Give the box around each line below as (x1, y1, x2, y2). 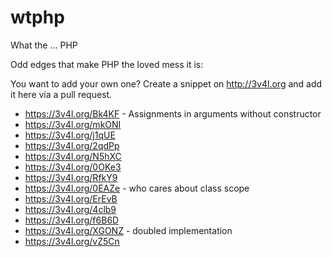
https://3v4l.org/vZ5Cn (24, 235, 120, 247)
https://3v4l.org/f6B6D (24, 214, 120, 226)
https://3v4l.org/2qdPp (24, 139, 120, 151)
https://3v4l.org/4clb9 (24, 203, 117, 215)
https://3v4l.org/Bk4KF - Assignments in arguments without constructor (24, 107, 322, 120)
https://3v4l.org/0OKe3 (24, 161, 122, 173)
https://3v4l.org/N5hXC (24, 150, 122, 162)
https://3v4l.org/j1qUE (24, 129, 116, 141)
